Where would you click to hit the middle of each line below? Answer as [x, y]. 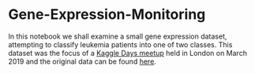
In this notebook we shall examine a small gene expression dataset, [118, 36]
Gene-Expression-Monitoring [107, 15]
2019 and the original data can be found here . [82, 61]
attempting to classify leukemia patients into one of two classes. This [120, 44]
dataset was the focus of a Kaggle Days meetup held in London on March [127, 53]
